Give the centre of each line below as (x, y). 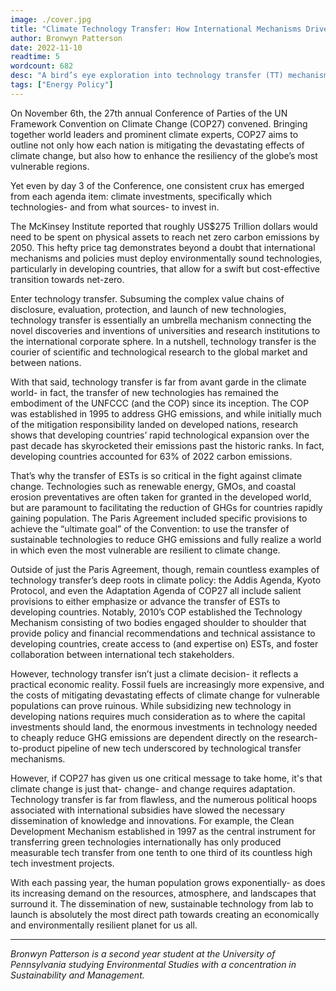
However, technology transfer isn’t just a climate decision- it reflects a (154, 673)
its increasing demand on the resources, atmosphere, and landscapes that (163, 893)
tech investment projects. (62, 863)
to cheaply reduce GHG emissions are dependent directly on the (143, 737)
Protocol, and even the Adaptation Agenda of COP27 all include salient (156, 590)
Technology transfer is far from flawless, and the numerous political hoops (164, 799)
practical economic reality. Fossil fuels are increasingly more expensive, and (167, 684)
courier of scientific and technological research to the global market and (159, 352)
